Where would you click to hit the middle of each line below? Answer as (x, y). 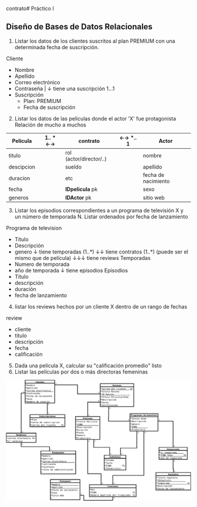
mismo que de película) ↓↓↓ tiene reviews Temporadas (82, 258)
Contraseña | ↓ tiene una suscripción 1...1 (64, 88)
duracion (19, 178)
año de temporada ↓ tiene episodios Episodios (71, 270)
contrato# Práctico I (30, 8)
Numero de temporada (42, 264)
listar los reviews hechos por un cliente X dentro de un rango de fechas (101, 307)
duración (25, 289)
